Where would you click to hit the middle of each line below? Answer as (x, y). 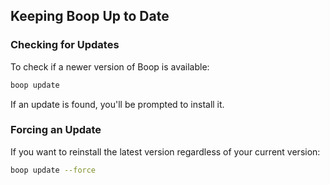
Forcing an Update (56, 130)
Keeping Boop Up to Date (90, 16)
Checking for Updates (65, 45)
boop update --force (53, 170)
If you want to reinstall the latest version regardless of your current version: (165, 151)
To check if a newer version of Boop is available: (110, 66)
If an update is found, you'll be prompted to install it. (117, 104)
